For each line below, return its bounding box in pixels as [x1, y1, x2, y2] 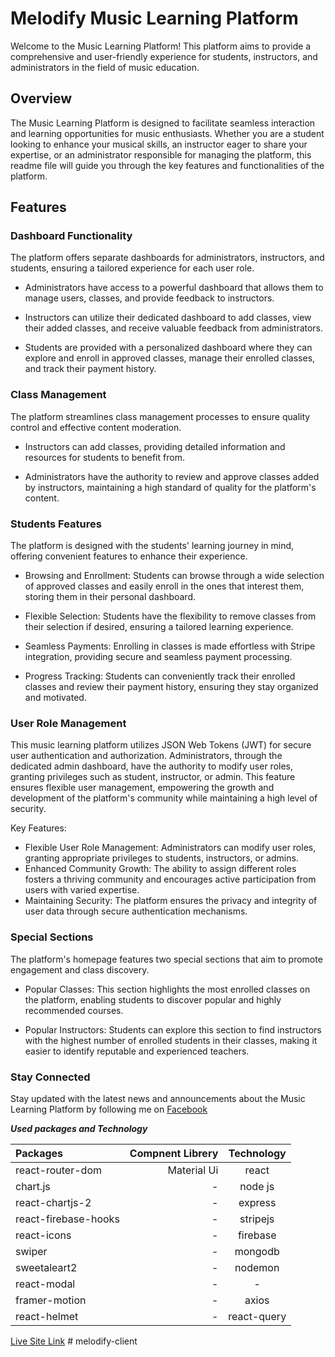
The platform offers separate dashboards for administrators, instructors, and [10, 252, 325, 264]
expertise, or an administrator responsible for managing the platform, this [10, 148, 312, 161]
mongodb [234, 1244, 280, 1258]
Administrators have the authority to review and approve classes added [24, 470, 320, 482]
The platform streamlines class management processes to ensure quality [10, 410, 311, 422]
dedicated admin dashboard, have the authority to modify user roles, [10, 760, 294, 772]
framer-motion [15, 1293, 87, 1307]
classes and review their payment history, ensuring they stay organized [24, 681, 319, 693]
